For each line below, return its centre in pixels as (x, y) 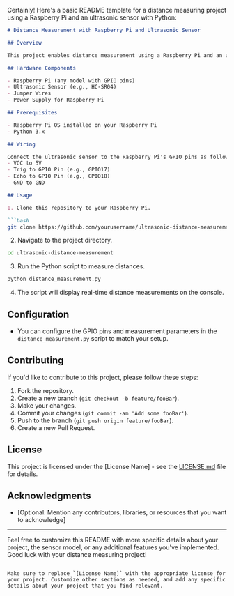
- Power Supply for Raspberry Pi (56, 100)
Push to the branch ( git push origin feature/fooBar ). (95, 420)
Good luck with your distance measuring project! (77, 555)
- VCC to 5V (24, 163)
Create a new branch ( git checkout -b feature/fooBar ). (98, 398)
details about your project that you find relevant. (85, 586)
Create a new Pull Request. (56, 427)
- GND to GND (26, 183)
